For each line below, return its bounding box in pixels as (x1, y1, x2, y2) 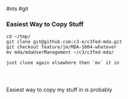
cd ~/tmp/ (6, 34, 31, 40)
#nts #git (6, 5, 29, 12)
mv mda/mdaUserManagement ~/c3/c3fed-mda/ (6, 49, 114, 56)
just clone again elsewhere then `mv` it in (6, 60, 120, 66)
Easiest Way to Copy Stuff (6, 20, 84, 28)
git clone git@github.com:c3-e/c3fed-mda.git (6, 39, 122, 45)
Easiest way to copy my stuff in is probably (6, 86, 112, 94)
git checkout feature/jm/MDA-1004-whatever (6, 44, 117, 50)
